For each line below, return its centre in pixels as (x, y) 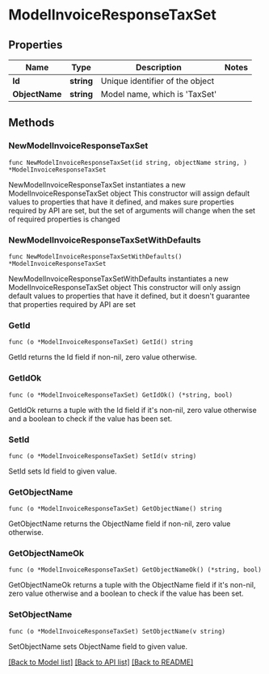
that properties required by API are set (72, 304)
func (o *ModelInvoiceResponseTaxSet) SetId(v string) (103, 456)
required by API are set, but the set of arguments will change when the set (132, 210)
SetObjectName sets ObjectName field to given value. (98, 646)
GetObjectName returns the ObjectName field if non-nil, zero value (120, 524)
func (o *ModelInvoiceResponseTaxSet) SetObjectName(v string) (117, 631)
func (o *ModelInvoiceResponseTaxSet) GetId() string (101, 342)
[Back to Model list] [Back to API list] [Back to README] (101, 662)
